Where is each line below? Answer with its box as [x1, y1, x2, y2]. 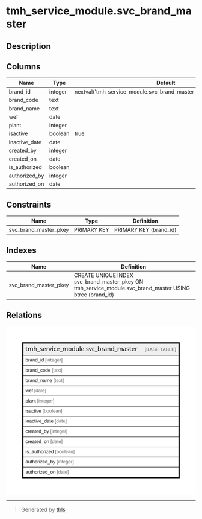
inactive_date [8, 138, 42, 145]
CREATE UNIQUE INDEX [74, 272, 133, 279]
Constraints [6, 199, 52, 209]
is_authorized [8, 164, 42, 171]
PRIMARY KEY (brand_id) [114, 226, 177, 233]
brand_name [8, 104, 40, 112]
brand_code [8, 97, 39, 104]
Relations [6, 310, 43, 320]
